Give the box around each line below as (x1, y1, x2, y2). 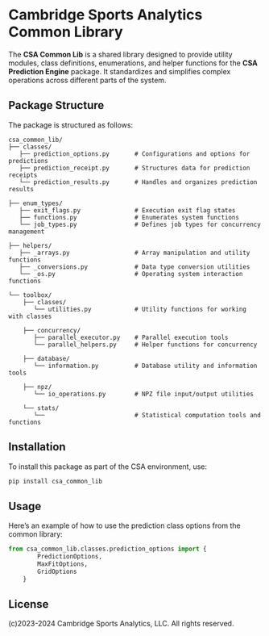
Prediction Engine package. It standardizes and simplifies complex (8, 66, 231, 76)
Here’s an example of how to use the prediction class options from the (8, 521, 241, 530)
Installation (8, 440, 66, 454)
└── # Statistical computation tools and (33, 411, 262, 419)
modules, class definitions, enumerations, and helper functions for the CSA (8, 58, 258, 68)
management (8, 228, 45, 236)
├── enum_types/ (8, 199, 63, 207)
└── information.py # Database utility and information (33, 362, 258, 370)
